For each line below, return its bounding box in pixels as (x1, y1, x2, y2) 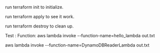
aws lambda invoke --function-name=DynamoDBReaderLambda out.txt (5, 42, 150, 48)
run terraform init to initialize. (5, 4, 64, 10)
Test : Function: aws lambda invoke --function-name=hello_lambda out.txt (5, 33, 155, 38)
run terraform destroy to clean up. (5, 23, 74, 29)
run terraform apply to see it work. (5, 14, 75, 19)
